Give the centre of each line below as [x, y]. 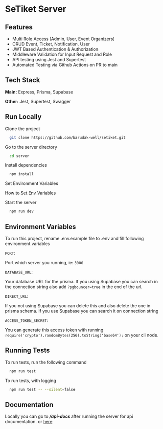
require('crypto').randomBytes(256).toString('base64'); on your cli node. [82, 335]
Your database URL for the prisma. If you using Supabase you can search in [81, 281]
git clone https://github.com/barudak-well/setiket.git [68, 137]
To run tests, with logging [31, 381]
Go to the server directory [31, 147]
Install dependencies [26, 165]
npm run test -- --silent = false [43, 389]
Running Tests [27, 350]
